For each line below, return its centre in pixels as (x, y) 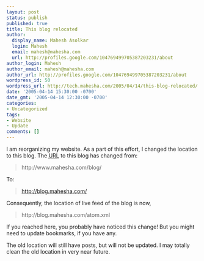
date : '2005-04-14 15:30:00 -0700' (52, 92)
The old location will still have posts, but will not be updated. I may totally (98, 245)
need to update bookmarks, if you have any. (62, 233)
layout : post (23, 12)
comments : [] (23, 132)
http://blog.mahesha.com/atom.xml (66, 215)
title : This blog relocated (42, 29)
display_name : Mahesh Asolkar (50, 40)
